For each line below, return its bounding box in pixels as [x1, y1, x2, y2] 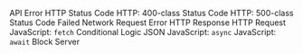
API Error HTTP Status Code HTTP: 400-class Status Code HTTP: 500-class [9, 8, 294, 18]
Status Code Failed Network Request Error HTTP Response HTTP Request [9, 17, 287, 28]
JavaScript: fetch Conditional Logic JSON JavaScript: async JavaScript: [9, 27, 277, 37]
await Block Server [9, 36, 80, 47]
